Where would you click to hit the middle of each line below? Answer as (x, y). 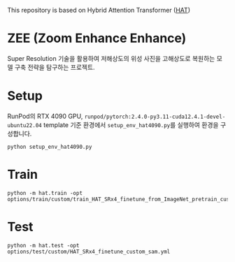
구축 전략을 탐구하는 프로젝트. (55, 67)
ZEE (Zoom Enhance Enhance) (97, 38)
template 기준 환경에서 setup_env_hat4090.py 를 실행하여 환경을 (131, 124)
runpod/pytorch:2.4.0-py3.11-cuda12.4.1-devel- (155, 117)
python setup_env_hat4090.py (50, 147)
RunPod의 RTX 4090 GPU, (45, 116)
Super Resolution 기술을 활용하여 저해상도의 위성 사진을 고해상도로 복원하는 (111, 58)
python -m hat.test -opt (43, 245)
